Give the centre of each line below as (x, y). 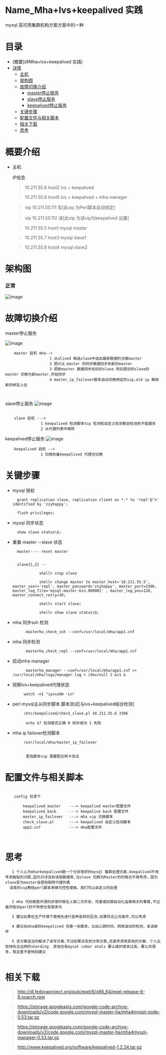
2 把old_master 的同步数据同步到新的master (91, 364)
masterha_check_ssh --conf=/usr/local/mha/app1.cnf (80, 632)
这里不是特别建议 (31, 952)
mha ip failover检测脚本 (36, 733)
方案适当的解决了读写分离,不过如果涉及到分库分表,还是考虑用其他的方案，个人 (88, 941)
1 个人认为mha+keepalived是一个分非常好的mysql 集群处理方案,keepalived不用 (85, 872)
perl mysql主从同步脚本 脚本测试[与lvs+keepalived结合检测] (73, 704)
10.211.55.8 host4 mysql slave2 (56, 247)
